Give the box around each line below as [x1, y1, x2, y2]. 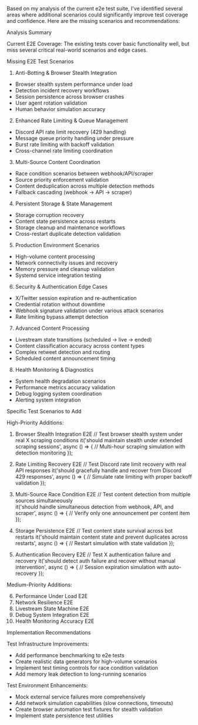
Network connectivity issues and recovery [15, 259, 118, 266]
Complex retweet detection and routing [15, 349, 110, 355]
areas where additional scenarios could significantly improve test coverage [6, 11, 189, 18]
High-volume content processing [15, 253, 96, 260]
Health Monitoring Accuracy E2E [15, 617, 95, 624]
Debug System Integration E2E [15, 612, 90, 618]
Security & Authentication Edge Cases [15, 283, 108, 290]
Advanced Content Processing [15, 325, 90, 332]
